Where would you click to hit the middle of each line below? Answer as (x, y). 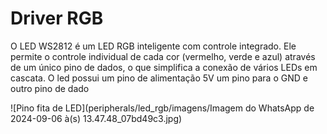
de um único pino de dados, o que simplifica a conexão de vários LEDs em (164, 67)
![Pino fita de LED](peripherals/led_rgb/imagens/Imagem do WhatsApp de (162, 108)
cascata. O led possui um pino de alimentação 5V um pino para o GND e (159, 78)
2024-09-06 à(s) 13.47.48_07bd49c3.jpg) (96, 118)
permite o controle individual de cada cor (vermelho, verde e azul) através (163, 56)
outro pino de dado (50, 88)
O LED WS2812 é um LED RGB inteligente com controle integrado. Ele (153, 46)
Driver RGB (57, 18)
